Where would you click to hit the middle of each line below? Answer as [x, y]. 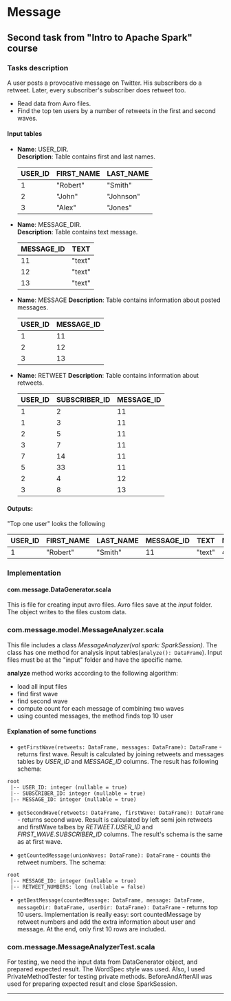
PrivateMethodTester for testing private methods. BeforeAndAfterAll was [110, 977]
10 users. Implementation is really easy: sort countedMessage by [109, 914]
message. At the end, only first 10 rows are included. [91, 929]
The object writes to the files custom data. [67, 612]
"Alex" [66, 208]
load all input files [42, 686]
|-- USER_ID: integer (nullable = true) [69, 787]
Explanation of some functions [52, 731]
